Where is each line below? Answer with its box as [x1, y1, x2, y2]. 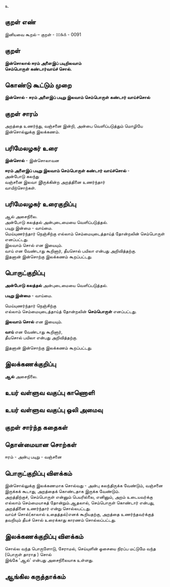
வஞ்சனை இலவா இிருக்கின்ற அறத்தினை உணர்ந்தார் [5, 179, 105, 185]
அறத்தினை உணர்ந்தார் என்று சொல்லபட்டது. [5, 505, 91, 512]
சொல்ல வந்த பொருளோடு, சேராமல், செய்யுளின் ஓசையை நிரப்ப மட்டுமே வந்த [5, 546, 156, 552]
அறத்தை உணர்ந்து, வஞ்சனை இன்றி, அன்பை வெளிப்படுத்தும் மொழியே [5, 123, 143, 129]
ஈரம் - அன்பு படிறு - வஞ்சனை [5, 454, 62, 460]
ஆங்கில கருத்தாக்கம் [5, 572, 66, 581]
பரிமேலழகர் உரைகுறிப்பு [5, 200, 76, 209]
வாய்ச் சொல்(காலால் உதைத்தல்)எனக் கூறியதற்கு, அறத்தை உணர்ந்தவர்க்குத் [5, 511, 154, 518]
